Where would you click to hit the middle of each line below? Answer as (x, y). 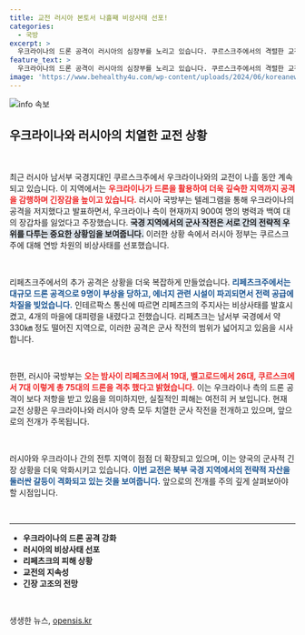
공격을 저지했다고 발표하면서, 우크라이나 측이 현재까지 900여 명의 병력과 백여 (145, 211)
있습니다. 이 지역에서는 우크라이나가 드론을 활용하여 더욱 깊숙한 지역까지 (152, 188)
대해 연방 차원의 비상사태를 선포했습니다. (98, 245)
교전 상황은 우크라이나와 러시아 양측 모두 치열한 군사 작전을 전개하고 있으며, (143, 409)
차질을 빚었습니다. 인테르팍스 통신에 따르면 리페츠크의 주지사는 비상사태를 (139, 305)
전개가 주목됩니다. (58, 421)
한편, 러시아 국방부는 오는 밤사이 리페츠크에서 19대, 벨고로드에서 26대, (133, 376)
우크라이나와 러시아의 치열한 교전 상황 (108, 136)
